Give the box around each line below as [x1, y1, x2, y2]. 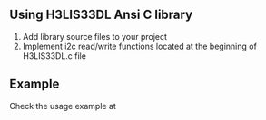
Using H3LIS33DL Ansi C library [9, 7, 193, 23]
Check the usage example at [9, 100, 116, 111]
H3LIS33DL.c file [22, 50, 86, 61]
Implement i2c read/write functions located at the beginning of [22, 41, 257, 51]
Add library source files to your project [22, 31, 168, 42]
